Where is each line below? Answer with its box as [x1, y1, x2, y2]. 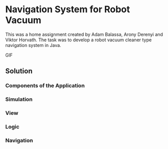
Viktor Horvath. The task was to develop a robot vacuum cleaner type [5, 37, 152, 43]
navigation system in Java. [5, 42, 61, 48]
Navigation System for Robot [5, 4, 130, 15]
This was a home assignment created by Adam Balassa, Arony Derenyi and [5, 31, 163, 37]
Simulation [5, 96, 33, 103]
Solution [5, 67, 33, 76]
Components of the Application [5, 82, 85, 89]
